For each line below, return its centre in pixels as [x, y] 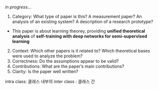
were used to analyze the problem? [47, 56]
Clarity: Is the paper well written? [45, 71]
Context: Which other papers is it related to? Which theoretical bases [81, 51]
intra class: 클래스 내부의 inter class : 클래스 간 [50, 81]
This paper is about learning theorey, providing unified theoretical [79, 31]
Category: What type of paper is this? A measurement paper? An [77, 16]
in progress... [18, 7]
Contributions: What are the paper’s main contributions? [68, 66]
